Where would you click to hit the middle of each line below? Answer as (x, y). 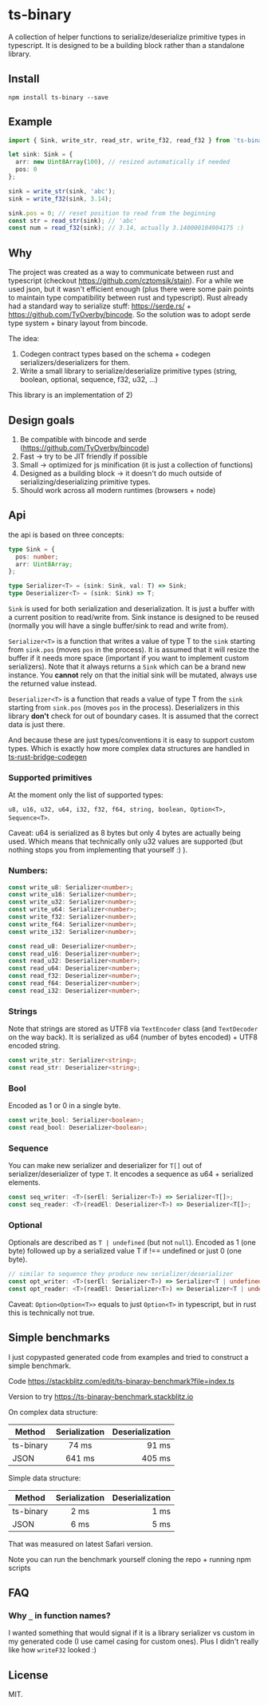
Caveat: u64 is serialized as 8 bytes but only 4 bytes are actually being (124, 833)
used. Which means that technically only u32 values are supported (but (126, 841)
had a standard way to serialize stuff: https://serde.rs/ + (100, 306)
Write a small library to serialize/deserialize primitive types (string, (128, 371)
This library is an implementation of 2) (71, 395)
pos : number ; (37, 557)
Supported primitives (50, 777)
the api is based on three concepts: (67, 535)
